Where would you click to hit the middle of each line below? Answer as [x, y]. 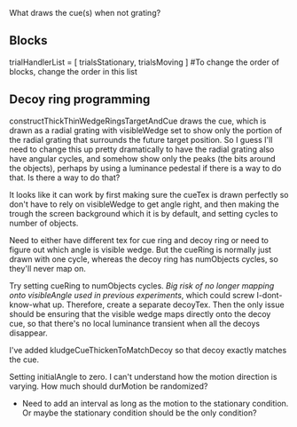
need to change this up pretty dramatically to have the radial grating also [142, 149]
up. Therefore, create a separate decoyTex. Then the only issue [169, 304]
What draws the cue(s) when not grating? [85, 13]
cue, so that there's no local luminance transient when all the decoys [134, 323]
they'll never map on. [47, 268]
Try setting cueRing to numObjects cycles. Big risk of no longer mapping [142, 285]
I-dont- [270, 295]
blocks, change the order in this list [73, 71]
